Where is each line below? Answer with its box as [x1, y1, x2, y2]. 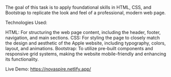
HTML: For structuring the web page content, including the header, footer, [5, 29, 161, 35]
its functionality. [5, 56, 39, 62]
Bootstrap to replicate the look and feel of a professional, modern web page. [5, 10, 166, 16]
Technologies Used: [5, 20, 47, 25]
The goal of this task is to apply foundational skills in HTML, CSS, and [5, 5, 152, 10]
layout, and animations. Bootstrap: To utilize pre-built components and [5, 46, 153, 51]
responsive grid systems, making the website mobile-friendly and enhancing [5, 51, 166, 57]
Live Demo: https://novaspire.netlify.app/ [5, 66, 91, 72]
